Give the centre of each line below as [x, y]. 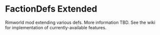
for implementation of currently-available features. [56, 27]
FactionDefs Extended [51, 9]
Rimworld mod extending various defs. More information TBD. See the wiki [80, 22]
